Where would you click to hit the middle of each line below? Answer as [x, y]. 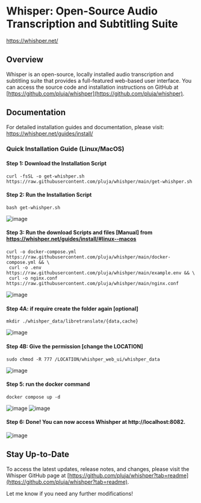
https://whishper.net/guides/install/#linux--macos [71, 239]
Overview [25, 59]
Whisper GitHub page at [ [38, 475]
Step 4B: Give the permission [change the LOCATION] [75, 346]
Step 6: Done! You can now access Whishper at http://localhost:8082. [96, 422]
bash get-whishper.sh [33, 207]
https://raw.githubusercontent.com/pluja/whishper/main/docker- [88, 257]
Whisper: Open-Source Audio [82, 11]
